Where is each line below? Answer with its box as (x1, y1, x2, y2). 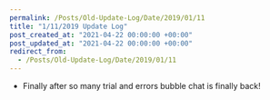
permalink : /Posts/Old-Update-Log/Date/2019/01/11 (9, 13, 205, 23)
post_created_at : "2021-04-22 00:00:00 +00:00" (9, 30, 194, 39)
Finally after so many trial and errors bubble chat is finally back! (22, 81, 261, 91)
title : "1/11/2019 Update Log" (9, 22, 128, 31)
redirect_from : (9, 47, 67, 56)
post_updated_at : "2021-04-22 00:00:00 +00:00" (9, 38, 194, 48)
